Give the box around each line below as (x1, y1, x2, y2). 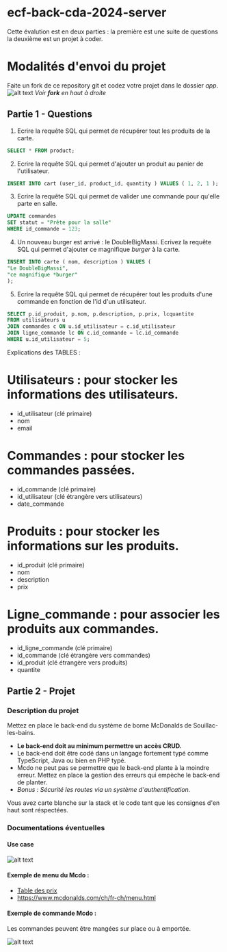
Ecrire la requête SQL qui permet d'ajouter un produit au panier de (16, 159, 204, 168)
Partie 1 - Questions (7, 108, 92, 120)
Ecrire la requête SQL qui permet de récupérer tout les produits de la (16, 127, 211, 135)
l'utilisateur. (16, 166, 50, 175)
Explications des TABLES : (7, 348, 81, 357)
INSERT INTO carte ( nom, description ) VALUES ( (7, 259, 152, 266)
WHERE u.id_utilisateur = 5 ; (7, 336, 90, 343)
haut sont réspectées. (7, 806, 69, 814)
